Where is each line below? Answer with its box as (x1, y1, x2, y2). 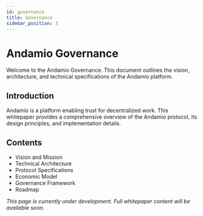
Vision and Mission (15, 153, 62, 161)
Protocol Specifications (15, 166, 74, 173)
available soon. (6, 204, 45, 211)
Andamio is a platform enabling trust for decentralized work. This (6, 107, 168, 114)
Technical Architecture (15, 159, 72, 167)
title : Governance (6, 15, 53, 21)
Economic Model (15, 173, 58, 180)
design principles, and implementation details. (6, 120, 121, 127)
